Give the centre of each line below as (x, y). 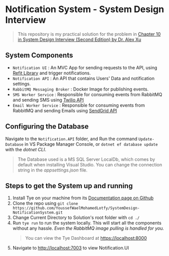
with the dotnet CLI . (26, 149)
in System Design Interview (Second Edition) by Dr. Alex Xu (79, 39)
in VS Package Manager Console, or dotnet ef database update (91, 144)
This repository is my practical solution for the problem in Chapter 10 (89, 34)
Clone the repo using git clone (45, 203)
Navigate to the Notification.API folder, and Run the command (71, 139)
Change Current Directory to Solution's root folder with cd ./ (76, 218)
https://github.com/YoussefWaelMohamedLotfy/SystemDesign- (76, 208)
